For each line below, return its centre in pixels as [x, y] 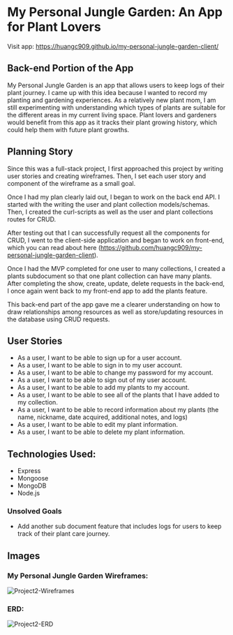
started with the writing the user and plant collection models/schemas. [108, 204]
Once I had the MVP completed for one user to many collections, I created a [116, 268]
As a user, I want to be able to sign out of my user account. [102, 380]
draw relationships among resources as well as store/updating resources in [115, 312]
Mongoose [33, 479]
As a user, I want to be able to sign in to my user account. [100, 365]
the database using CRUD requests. [59, 319]
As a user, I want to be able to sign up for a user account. [99, 358]
